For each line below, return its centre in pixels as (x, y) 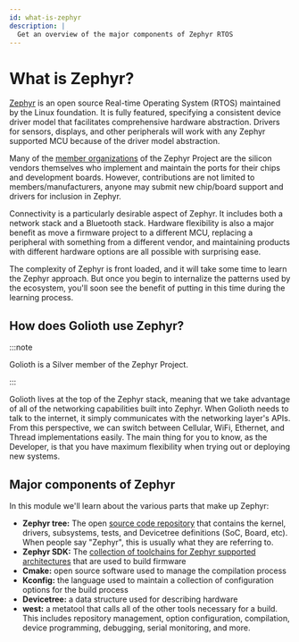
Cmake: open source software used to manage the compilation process (154, 570)
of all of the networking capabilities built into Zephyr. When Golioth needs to (149, 409)
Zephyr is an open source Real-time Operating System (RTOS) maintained (145, 103)
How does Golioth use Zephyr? (97, 326)
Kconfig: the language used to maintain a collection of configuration (148, 580)
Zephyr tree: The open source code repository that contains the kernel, (154, 523)
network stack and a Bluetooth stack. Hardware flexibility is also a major (142, 224)
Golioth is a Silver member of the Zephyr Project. (99, 365)
